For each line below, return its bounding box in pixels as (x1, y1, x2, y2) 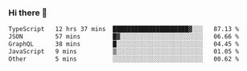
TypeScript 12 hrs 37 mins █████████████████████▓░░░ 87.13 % (8, 26, 240, 34)
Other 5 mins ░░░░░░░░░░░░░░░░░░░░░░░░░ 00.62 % (8, 55, 240, 63)
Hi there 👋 (8, 7, 48, 18)
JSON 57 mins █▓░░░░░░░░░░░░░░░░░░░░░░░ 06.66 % (8, 33, 240, 41)
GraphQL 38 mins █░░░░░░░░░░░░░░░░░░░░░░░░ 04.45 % (8, 40, 240, 49)
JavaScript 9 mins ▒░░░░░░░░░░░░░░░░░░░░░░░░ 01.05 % (8, 47, 240, 55)
